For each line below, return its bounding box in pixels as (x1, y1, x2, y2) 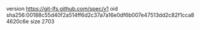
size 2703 (29, 18, 55, 25)
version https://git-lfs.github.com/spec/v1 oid (6, 5, 118, 12)
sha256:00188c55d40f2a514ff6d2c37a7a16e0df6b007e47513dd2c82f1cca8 (6, 11, 195, 19)
